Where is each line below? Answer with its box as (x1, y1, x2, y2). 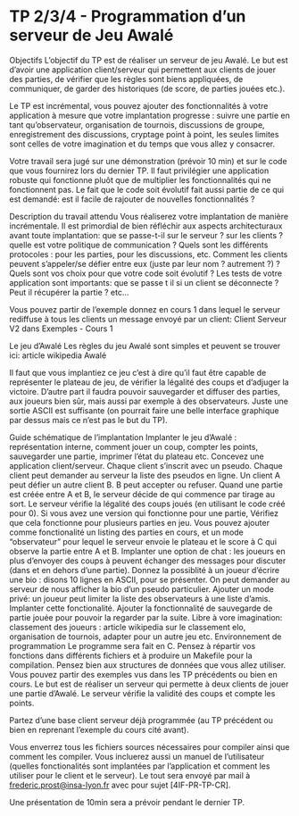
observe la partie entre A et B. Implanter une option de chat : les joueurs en (9, 545, 286, 556)
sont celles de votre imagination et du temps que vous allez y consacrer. (9, 138, 275, 149)
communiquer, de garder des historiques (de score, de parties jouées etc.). (9, 83, 286, 94)
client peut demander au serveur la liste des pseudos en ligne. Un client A (9, 470, 281, 480)
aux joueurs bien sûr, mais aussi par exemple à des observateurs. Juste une (9, 396, 288, 406)
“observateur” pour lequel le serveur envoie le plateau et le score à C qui (9, 536, 278, 546)
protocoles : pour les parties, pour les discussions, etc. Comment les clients (9, 248, 288, 260)
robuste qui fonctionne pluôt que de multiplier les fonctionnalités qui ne (9, 174, 271, 185)
